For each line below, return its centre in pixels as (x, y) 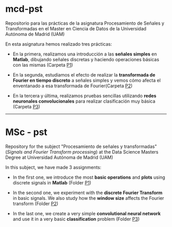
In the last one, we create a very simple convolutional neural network (87, 213)
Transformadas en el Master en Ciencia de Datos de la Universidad (76, 28)
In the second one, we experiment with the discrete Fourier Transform (88, 193)
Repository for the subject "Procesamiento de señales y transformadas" (81, 146)
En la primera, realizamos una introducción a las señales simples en (85, 54)
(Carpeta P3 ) (26, 106)
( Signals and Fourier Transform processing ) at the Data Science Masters (82, 152)
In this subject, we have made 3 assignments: (53, 167)
